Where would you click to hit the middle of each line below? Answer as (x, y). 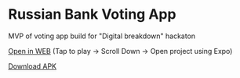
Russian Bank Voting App (92, 14)
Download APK (33, 66)
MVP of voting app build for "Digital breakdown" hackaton (102, 36)
